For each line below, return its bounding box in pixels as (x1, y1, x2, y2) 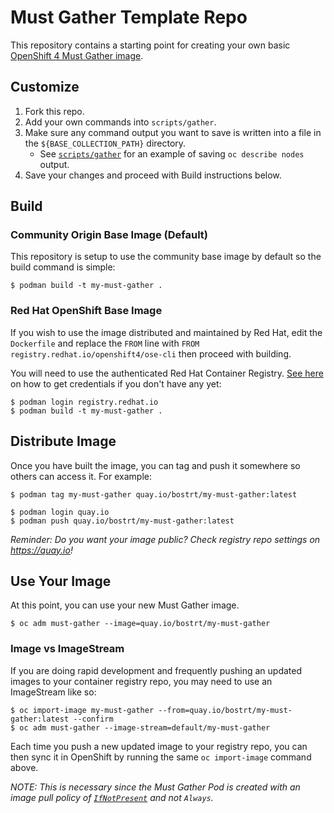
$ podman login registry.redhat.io (10, 397, 159, 407)
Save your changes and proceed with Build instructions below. (24, 169, 282, 181)
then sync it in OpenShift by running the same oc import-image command (10, 751, 312, 763)
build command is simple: (10, 261, 116, 273)
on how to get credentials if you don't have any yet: (10, 377, 222, 390)
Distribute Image (10, 433, 117, 450)
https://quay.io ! (10, 544, 73, 556)
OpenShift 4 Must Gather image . (10, 49, 144, 61)
